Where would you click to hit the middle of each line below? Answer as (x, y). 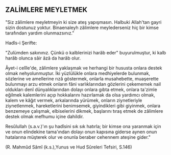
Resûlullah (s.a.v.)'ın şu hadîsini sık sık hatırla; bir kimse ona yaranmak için (83, 126)
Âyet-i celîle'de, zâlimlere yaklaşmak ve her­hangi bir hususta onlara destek (84, 68)
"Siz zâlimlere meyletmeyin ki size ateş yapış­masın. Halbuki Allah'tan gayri (83, 22)
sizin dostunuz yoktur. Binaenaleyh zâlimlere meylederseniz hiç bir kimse (82, 27)
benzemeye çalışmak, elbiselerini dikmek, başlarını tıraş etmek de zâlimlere (84, 111)
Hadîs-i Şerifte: (21, 43)
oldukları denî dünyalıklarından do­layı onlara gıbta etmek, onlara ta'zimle (81, 89)
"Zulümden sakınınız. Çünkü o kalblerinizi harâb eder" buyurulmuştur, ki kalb (86, 52)
